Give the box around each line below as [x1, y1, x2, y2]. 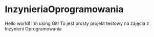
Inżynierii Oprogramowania [5, 25, 62, 31]
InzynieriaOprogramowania [5, 4, 124, 15]
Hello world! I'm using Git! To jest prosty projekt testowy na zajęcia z [5, 20, 149, 26]
